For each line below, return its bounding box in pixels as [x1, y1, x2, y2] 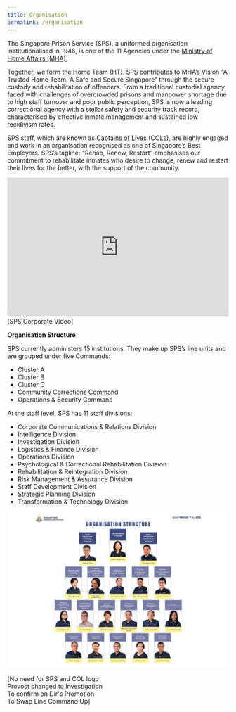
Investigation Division [17, 437, 79, 446]
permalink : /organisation [7, 18, 83, 26]
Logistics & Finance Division [17, 445, 100, 453]
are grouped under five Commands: [7, 352, 111, 360]
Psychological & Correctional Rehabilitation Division [17, 459, 167, 468]
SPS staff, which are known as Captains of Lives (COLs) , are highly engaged [7, 134, 228, 142]
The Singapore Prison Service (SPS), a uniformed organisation [7, 39, 188, 47]
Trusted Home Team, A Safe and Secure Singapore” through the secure [7, 75, 214, 84]
